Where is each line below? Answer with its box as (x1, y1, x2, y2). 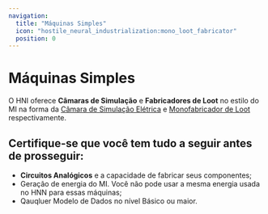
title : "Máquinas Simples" (15, 19, 107, 27)
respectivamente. (8, 113, 67, 123)
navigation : (8, 11, 49, 20)
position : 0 (15, 34, 57, 43)
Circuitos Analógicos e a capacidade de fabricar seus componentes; (19, 170, 253, 180)
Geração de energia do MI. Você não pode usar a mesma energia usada (19, 179, 261, 188)
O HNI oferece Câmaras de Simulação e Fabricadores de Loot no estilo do (8, 96, 259, 106)
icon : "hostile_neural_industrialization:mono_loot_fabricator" (15, 27, 237, 35)
